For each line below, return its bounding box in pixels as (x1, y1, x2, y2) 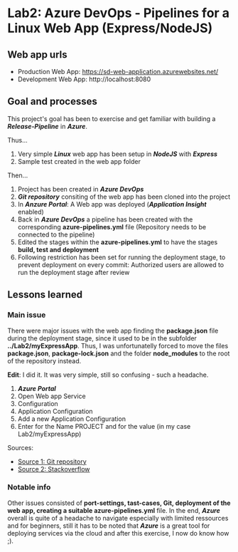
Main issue (7, 310, 46, 320)
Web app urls (7, 48, 67, 61)
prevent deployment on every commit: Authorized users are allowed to (17, 260, 225, 269)
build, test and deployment (17, 245, 99, 254)
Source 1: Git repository (17, 457, 87, 466)
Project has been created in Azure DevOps (17, 184, 144, 193)
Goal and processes (7, 95, 97, 108)
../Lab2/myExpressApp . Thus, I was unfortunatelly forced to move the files (7, 341, 229, 350)
